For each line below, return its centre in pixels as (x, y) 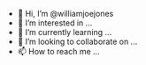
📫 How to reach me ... (58, 51)
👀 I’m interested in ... (55, 23)
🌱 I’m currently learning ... (65, 32)
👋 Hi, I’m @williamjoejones (65, 14)
